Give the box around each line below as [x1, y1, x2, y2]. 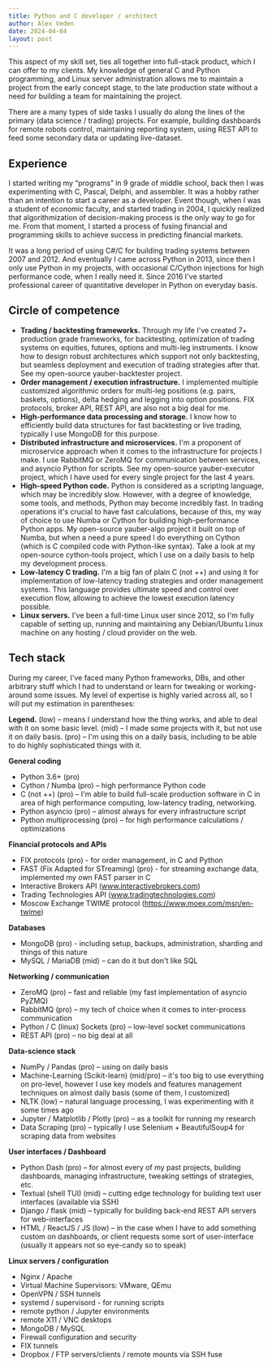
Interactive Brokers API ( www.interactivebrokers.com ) [19, 881, 201, 891]
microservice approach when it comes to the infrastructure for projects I [19, 446, 262, 456]
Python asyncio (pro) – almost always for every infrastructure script [19, 806, 246, 816]
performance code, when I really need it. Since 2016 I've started [8, 271, 223, 281]
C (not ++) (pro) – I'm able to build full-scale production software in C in [19, 789, 261, 799]
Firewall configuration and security [19, 1332, 137, 1342]
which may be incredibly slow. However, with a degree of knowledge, [19, 489, 253, 499]
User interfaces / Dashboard [8, 1147, 106, 1157]
